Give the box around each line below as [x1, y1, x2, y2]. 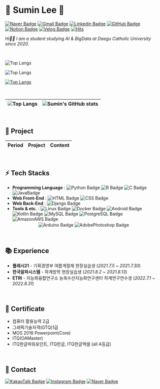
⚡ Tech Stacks [5, 169, 50, 177]
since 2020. [5, 40, 30, 46]
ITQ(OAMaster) [12, 335, 43, 341]
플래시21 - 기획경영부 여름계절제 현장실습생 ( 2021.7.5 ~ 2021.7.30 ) [12, 263, 141, 269]
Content [50, 142, 70, 149]
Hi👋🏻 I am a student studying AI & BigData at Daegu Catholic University [5, 36, 151, 41]
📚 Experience [5, 246, 49, 255]
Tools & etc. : [12, 205, 40, 211]
